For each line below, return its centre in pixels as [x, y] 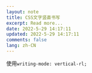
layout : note [23, 12]
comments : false [26, 40]
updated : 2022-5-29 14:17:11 [43, 34]
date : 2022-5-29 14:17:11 [38, 29]
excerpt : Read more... [35, 23]
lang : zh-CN [21, 46]
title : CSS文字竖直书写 [33, 17]
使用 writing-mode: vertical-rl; [47, 63]
